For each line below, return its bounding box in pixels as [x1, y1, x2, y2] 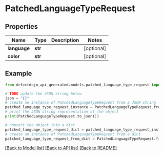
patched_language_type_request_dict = [5, 127, 84, 132]
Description [51, 37, 79, 43]
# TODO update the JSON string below [5, 91, 82, 96]
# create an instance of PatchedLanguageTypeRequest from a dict [5, 132, 141, 136]
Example [5, 69, 32, 78]
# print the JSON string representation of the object [5, 109, 119, 115]
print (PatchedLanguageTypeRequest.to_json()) [5, 114, 99, 119]
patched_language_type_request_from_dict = [5, 136, 95, 141]
